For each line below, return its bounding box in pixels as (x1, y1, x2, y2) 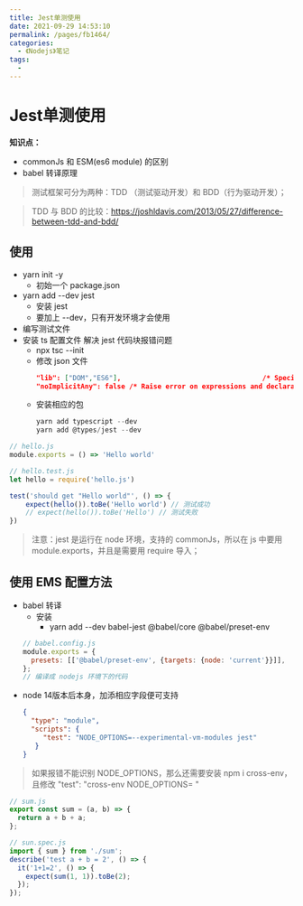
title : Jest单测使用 (9, 13, 81, 23)
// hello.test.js (9, 466, 75, 475)
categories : (9, 38, 54, 48)
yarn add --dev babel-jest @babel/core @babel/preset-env (49, 621, 271, 632)
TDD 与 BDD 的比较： (31, 205, 112, 217)
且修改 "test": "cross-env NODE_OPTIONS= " (31, 779, 200, 789)
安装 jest (35, 300, 69, 312)
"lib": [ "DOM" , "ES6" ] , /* (35, 373, 271, 382)
